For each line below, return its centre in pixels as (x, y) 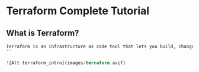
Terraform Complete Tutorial (78, 11)
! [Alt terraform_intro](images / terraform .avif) (66, 63)
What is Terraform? (43, 33)
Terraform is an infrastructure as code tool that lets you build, (91, 46)
